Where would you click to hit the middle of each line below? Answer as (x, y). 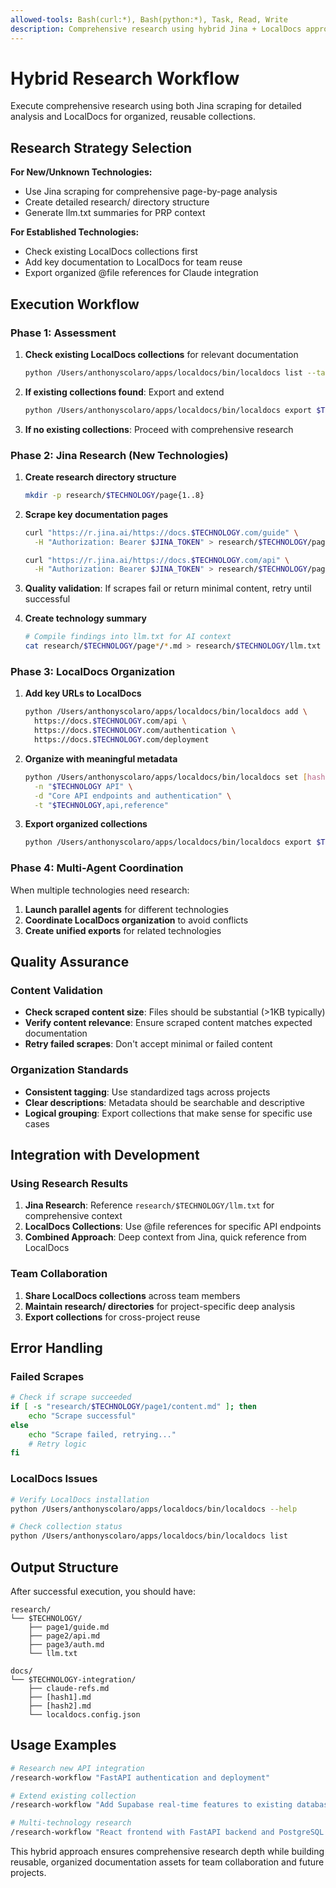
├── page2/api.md (64, 1636)
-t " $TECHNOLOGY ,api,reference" (101, 805)
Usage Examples (63, 1745)
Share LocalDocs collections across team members (132, 1295)
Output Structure (64, 1567)
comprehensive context (73, 1216)
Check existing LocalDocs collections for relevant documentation (161, 354)
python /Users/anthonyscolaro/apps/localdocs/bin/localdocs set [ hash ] (177, 777)
